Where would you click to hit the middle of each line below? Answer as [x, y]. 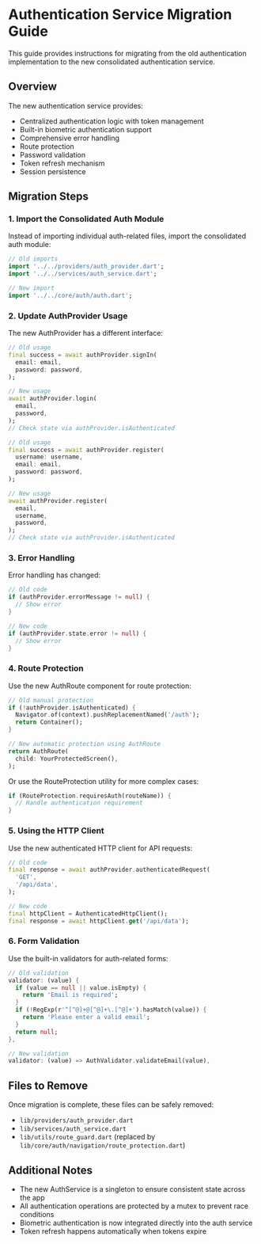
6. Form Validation [44, 942]
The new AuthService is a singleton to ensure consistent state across [132, 1189]
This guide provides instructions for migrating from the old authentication [127, 53]
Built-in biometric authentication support [85, 129]
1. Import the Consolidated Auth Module [86, 219]
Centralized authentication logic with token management [112, 121]
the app [32, 1197]
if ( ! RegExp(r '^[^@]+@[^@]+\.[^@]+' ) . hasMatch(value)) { [111, 1010]
